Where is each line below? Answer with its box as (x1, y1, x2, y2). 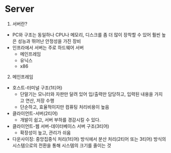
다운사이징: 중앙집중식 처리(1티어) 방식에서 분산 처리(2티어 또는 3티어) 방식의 (12, 136, 166, 142)
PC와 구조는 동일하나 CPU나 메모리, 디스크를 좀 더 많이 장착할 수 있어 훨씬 (12, 31, 161, 37)
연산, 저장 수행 (25, 97, 54, 103)
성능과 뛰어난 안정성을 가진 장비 (17, 38, 81, 44)
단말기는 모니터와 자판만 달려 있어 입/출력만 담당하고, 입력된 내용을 (20, 91, 154, 97)
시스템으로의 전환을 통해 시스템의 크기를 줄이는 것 (12, 142, 111, 148)
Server (5, 3, 34, 15)
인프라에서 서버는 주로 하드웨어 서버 (12, 44, 84, 50)
